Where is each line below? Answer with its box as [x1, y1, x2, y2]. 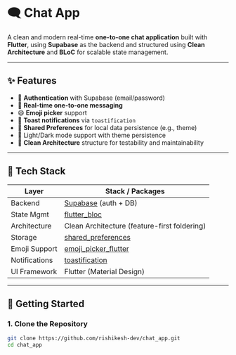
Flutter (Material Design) [64, 266, 145, 276]
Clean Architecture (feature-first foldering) [64, 221, 206, 231]
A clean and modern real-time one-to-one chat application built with [7, 32, 208, 41]
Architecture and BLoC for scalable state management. [7, 48, 169, 56]
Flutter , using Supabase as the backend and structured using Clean [7, 40, 205, 49]
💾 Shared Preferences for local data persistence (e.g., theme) [17, 123, 197, 131]
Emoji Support [11, 243, 58, 253]
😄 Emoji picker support [17, 108, 88, 117]
